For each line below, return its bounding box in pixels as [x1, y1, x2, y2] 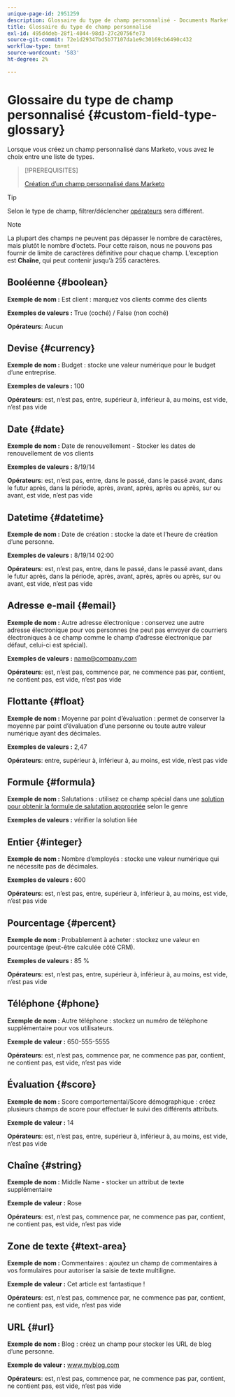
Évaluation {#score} [7, 1079, 97, 1090]
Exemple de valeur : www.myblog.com [7, 1361, 120, 1369]
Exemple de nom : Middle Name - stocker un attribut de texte [7, 1178, 185, 1186]
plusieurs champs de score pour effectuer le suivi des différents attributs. [7, 1104, 219, 1113]
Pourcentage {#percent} [7, 917, 117, 929]
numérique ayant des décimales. [7, 729, 101, 737]
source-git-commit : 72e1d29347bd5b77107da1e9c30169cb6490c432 [7, 36, 192, 43]
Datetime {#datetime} [7, 512, 104, 524]
